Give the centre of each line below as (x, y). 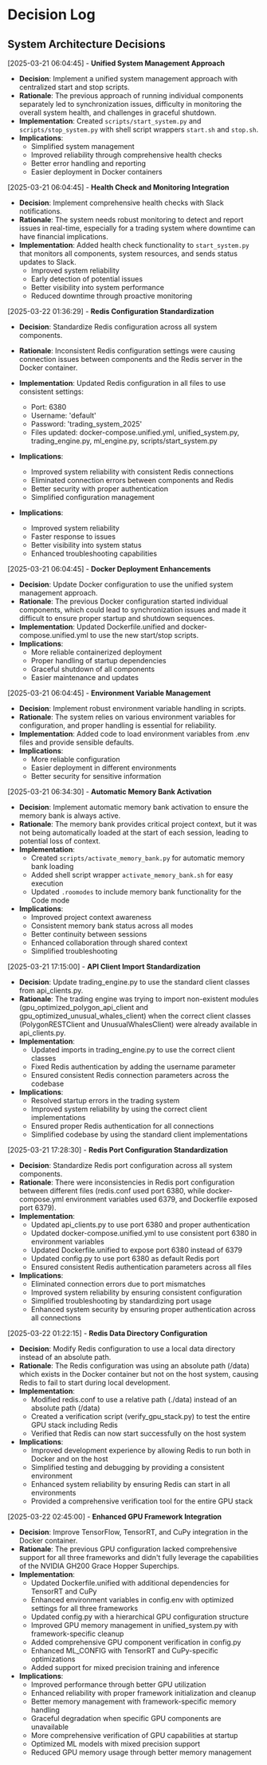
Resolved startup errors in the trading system (105, 1101)
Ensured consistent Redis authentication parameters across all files (141, 1267)
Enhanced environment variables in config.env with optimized (132, 1600)
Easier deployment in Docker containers (96, 172)
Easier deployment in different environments (104, 768)
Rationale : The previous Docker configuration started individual (124, 601)
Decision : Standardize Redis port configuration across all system (126, 1165)
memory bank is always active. (70, 816)
